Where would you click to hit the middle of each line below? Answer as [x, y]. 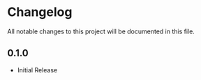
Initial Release [37, 70]
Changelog [40, 12]
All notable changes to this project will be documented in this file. [101, 31]
